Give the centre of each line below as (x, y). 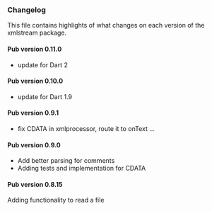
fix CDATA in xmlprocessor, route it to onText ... (86, 128)
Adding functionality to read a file (56, 200)
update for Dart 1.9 (45, 96)
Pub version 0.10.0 (35, 81)
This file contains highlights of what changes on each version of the (106, 25)
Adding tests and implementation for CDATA (82, 169)
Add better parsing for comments (66, 161)
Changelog (26, 10)
